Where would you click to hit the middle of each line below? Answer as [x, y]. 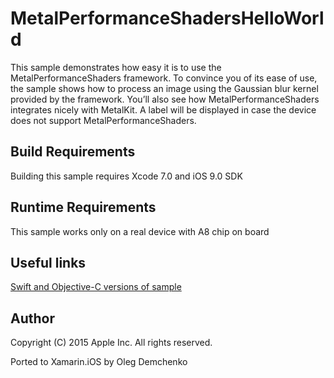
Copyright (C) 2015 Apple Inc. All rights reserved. [111, 343]
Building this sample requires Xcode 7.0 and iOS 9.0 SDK [126, 176]
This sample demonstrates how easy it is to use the [116, 67]
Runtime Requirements [83, 207]
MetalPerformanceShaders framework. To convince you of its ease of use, [164, 78]
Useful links [48, 262]
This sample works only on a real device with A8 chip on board [140, 231]
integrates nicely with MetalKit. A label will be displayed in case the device [163, 109]
